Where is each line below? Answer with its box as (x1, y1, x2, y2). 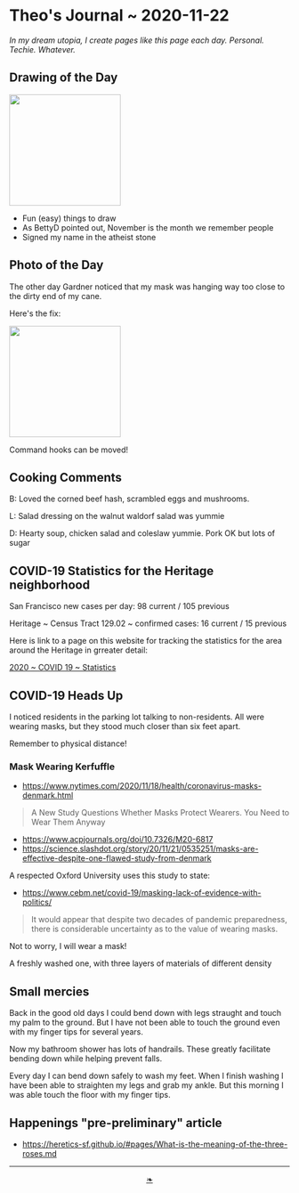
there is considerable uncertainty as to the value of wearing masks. (30, 923, 279, 935)
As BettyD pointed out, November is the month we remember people (21, 222, 274, 232)
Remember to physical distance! (9, 738, 127, 749)
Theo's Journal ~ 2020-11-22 (9, 5, 230, 26)
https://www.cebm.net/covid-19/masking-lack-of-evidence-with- (21, 888, 262, 898)
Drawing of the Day (9, 70, 118, 85)
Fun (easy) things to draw (21, 213, 117, 223)
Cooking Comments (9, 469, 123, 485)
